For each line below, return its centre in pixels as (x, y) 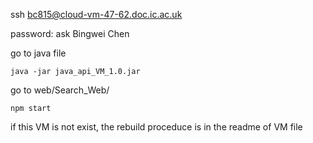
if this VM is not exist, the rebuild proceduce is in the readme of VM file (156, 127)
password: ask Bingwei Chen (70, 33)
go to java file (38, 53)
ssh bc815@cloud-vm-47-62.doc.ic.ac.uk (96, 14)
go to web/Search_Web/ (60, 90)
